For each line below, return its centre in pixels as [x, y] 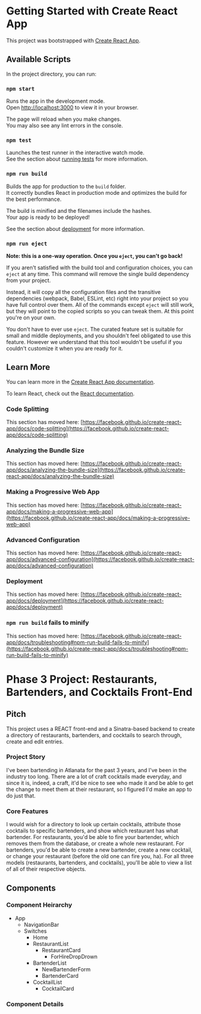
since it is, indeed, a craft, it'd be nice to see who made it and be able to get [100, 782]
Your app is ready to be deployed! [48, 217]
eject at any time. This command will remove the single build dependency [98, 274]
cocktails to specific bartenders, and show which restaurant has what [92, 831]
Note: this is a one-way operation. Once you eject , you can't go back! [94, 256]
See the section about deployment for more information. [76, 229]
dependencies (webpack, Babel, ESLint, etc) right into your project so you [97, 298]
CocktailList [47, 982]
